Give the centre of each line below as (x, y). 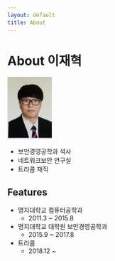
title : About (27, 22)
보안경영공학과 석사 (44, 151)
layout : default (31, 15)
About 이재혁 (45, 61)
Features (27, 192)
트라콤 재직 (33, 169)
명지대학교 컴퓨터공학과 (50, 211)
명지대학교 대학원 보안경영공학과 (62, 227)
